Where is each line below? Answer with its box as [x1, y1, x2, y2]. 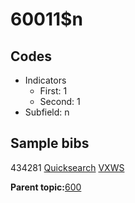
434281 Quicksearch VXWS [10, 161, 125, 173]
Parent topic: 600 [10, 181, 82, 193]
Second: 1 [39, 96, 81, 107]
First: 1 [39, 85, 68, 97]
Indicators [24, 74, 67, 86]
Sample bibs [10, 135, 90, 152]
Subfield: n [24, 106, 70, 118]
